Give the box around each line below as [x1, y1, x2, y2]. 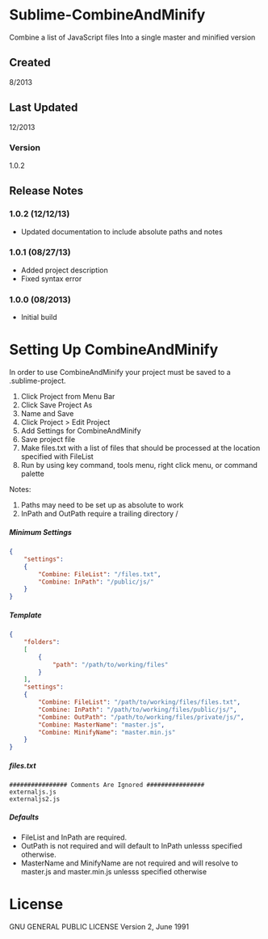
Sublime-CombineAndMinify [9, 6, 206, 24]
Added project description [20, 265, 108, 275]
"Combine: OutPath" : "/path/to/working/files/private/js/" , [38, 713, 245, 721]
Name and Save [20, 409, 74, 419]
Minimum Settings [9, 527, 72, 537]
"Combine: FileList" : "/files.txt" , [38, 570, 161, 579]
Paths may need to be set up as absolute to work [20, 500, 184, 510]
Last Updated [9, 101, 78, 115]
